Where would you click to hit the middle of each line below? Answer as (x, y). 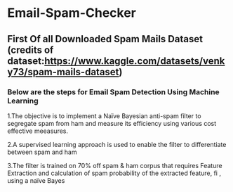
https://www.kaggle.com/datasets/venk (135, 61)
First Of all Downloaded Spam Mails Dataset (105, 39)
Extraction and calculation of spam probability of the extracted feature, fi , (114, 173)
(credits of (31, 50)
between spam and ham (42, 152)
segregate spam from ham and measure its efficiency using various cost (112, 123)
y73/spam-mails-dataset (63, 72)
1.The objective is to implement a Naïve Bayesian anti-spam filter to (104, 116)
